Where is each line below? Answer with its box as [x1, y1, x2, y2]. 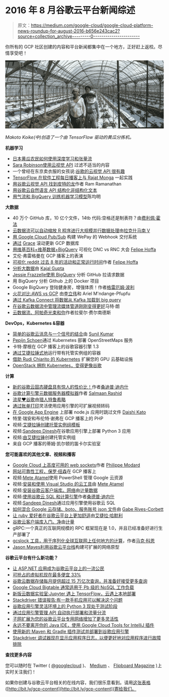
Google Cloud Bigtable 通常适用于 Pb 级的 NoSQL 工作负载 [12, 585, 134, 590]
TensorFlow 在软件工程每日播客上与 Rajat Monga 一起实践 [12, 175, 133, 181]
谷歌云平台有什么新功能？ [5, 555, 58, 560]
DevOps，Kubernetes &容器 [5, 320, 65, 326]
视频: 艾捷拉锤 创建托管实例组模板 [12, 422, 80, 428]
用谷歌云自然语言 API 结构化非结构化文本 [12, 187, 98, 193]
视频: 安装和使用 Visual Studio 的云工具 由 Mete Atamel [12, 481, 124, 487]
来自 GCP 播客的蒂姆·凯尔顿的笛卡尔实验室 [12, 441, 101, 446]
